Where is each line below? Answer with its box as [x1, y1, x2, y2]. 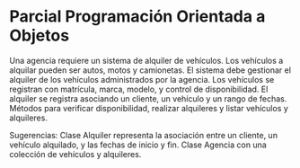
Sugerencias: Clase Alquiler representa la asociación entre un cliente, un [9, 129, 278, 140]
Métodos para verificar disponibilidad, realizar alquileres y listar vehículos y [9, 102, 289, 113]
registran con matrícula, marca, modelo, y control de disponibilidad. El [9, 84, 269, 94]
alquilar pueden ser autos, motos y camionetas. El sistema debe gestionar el [9, 65, 292, 75]
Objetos [9, 25, 70, 46]
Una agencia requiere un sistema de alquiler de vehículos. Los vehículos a [9, 55, 284, 66]
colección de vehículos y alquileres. [9, 148, 142, 159]
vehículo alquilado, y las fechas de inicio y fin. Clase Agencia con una [9, 139, 267, 150]
